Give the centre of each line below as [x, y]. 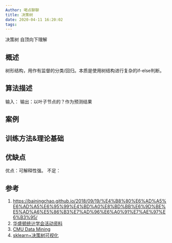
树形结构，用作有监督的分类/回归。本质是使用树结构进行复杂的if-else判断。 [85, 71]
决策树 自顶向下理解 [26, 39]
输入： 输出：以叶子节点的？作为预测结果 [49, 102]
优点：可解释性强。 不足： [33, 171]
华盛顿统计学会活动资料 [37, 224]
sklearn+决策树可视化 [36, 235]
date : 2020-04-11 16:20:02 [34, 19]
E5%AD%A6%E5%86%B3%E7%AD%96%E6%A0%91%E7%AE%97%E [89, 212]
